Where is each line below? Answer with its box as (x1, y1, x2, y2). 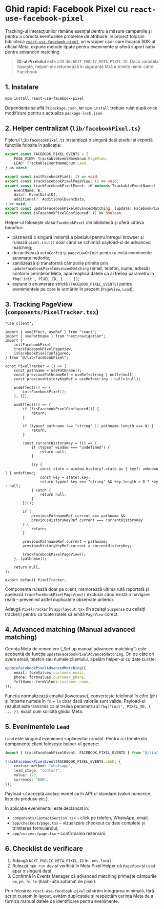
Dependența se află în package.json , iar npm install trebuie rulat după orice (5, 105, 158, 111)
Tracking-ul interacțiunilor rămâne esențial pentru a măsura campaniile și (5, 28, 152, 34)
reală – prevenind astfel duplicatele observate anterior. (5, 597, 115, 602)
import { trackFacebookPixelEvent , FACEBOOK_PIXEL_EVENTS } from (5, 750, 141, 755)
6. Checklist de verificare (5, 844, 83, 853)
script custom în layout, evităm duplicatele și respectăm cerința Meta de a (5, 893, 154, 899)
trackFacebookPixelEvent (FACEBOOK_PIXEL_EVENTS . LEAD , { (5, 759, 121, 764)
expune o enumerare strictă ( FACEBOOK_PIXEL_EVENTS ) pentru (12, 281, 133, 287)
